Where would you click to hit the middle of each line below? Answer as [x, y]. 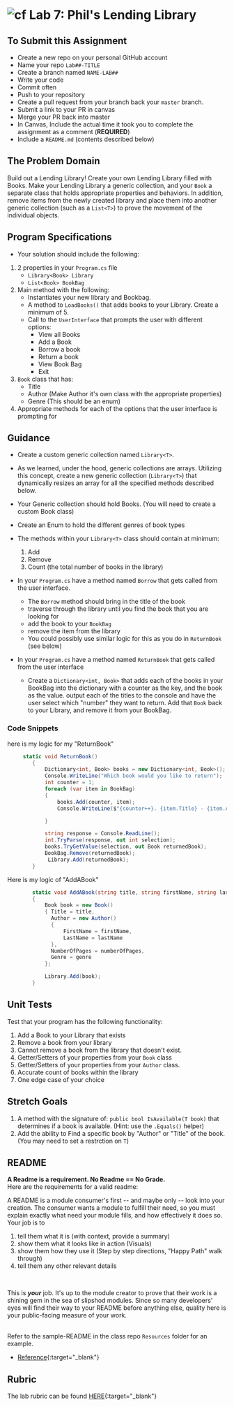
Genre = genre [71, 958]
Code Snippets [33, 728]
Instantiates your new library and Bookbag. [89, 297]
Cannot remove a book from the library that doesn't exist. [100, 1050]
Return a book [58, 356]
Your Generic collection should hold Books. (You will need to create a [116, 504]
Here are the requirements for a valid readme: [73, 1187]
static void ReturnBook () [60, 756]
